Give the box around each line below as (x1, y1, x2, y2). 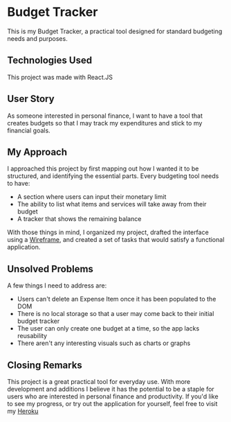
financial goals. (7, 126, 50, 134)
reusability (17, 332, 47, 340)
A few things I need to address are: (7, 281, 107, 290)
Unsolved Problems (7, 263, 93, 274)
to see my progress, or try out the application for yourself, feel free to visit (7, 400, 218, 407)
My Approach (7, 146, 68, 158)
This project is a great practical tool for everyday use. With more (7, 378, 191, 385)
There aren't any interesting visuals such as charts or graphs (17, 339, 191, 347)
